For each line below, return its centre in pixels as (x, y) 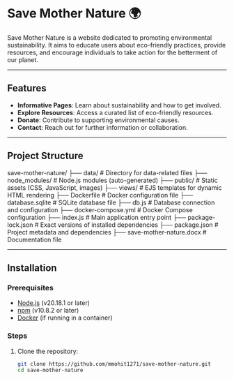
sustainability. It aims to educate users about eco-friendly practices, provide (117, 45)
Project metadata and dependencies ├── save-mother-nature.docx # (107, 232)
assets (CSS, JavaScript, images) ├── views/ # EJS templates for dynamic (115, 187)
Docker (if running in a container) (65, 318)
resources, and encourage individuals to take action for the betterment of (112, 52)
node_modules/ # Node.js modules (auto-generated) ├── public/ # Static (112, 180)
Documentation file (34, 239)
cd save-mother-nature (50, 371)
